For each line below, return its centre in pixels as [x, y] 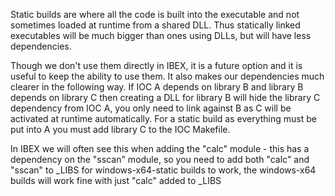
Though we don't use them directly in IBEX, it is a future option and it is [156, 65]
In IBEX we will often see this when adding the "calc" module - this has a [160, 148]
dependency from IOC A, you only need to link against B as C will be [151, 108]
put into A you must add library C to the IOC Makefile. [120, 129]
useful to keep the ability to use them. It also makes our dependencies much [167, 76]
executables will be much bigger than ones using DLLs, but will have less [161, 35]
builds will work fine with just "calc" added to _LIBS [116, 180]
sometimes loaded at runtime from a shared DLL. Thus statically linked [155, 25]
